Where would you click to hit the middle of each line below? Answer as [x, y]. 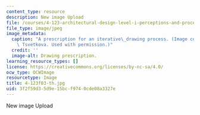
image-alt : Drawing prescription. [54, 56]
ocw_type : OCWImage [30, 72]
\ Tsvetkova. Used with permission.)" [65, 45]
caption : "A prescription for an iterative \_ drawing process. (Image [99, 39]
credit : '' [25, 50]
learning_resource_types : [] [42, 61]
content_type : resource [36, 12]
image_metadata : [26, 34]
